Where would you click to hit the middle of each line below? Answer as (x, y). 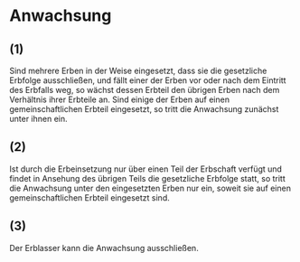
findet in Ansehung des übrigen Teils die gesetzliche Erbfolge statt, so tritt (148, 178)
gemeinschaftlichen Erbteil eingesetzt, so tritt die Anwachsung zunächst (144, 109)
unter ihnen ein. (38, 119)
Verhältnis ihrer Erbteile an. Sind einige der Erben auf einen (120, 99)
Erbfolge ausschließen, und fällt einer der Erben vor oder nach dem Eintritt (148, 80)
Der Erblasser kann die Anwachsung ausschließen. (104, 248)
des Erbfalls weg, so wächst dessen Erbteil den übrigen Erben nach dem (145, 90)
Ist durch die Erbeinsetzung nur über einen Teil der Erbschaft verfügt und (146, 169)
